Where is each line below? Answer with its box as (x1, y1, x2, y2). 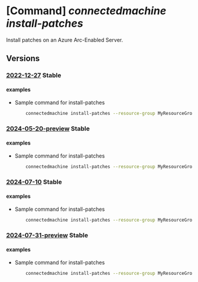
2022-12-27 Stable (6, 71, 61, 79)
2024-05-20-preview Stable (6, 124, 90, 133)
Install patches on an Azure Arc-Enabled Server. (6, 36, 124, 43)
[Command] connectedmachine (6, 4, 167, 18)
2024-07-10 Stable (6, 178, 62, 186)
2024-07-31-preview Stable (6, 231, 89, 239)
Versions (6, 53, 40, 63)
